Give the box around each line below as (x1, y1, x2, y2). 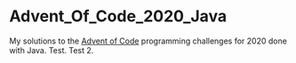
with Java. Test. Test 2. (9, 44, 94, 55)
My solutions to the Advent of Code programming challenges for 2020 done (9, 35, 287, 46)
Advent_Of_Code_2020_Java (9, 6, 228, 27)
